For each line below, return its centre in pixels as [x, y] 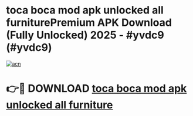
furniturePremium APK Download [89, 23]
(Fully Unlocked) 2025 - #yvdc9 [85, 35]
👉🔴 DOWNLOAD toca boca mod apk [97, 89]
